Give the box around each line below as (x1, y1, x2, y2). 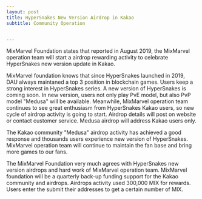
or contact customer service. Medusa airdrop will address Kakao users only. (6, 117, 197, 124)
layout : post (6, 8, 39, 15)
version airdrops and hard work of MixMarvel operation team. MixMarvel (6, 166, 187, 174)
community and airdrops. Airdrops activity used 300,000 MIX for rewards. (6, 180, 191, 187)
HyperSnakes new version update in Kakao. (6, 60, 115, 67)
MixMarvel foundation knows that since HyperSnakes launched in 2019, (6, 72, 185, 79)
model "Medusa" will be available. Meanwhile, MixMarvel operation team (6, 98, 189, 105)
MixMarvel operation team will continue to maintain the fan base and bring (6, 142, 192, 149)
